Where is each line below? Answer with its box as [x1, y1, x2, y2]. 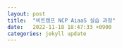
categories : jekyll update [7, 30, 87, 37]
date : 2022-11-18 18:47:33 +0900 [7, 23, 112, 30]
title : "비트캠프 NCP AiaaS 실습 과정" [7, 17, 116, 24]
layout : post [7, 10, 46, 18]
